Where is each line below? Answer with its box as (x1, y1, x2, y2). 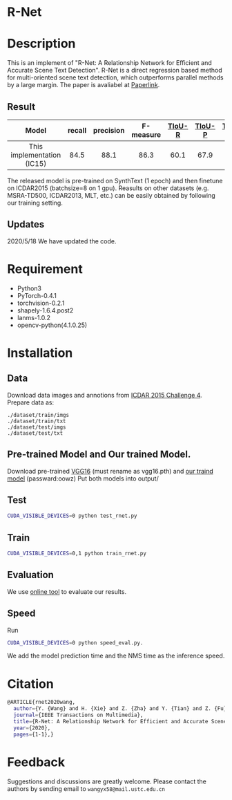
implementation (10, 150, 61, 160)
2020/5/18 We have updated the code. (7, 236, 117, 245)
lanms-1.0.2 (17, 313, 50, 322)
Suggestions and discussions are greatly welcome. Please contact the (7, 777, 207, 785)
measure (130, 129, 162, 139)
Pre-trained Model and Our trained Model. (7, 449, 191, 461)
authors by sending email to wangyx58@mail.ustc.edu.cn (7, 784, 166, 792)
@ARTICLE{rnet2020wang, (7, 699, 76, 706)
